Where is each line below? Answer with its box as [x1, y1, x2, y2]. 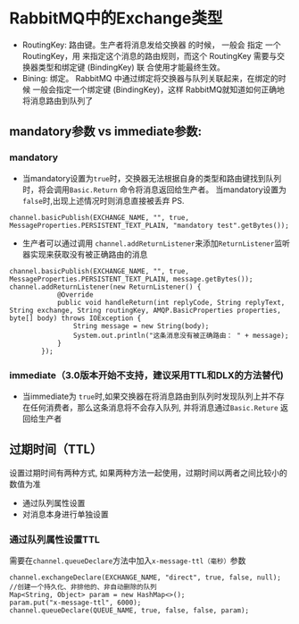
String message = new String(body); [72, 321, 210, 331]
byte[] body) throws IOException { [9, 314, 142, 323]
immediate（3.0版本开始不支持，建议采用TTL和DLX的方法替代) [9, 368, 284, 381]
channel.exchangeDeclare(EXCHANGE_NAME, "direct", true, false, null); [9, 573, 281, 582]
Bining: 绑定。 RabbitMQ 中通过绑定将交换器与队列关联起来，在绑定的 [21, 72, 278, 83]
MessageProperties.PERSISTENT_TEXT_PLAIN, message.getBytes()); [9, 274, 253, 283]
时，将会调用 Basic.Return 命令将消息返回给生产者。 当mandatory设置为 [21, 184, 287, 195]
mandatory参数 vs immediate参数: [9, 124, 203, 139]
